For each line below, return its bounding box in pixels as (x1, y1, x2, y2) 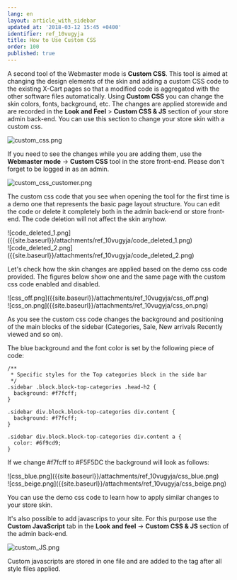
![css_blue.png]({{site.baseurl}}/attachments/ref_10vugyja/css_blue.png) (7, 472, 219, 480)
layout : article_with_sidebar (7, 17, 97, 24)
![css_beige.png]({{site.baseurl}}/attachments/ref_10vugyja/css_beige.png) (7, 479, 227, 488)
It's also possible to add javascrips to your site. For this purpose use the (7, 514, 217, 523)
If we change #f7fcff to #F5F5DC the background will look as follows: (7, 458, 210, 467)
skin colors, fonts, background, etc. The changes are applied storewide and (7, 99, 228, 108)
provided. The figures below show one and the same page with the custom (7, 272, 226, 281)
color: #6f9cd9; (13, 439, 62, 447)
